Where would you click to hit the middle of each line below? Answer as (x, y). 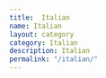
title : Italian (40, 17)
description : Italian (50, 51)
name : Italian (36, 26)
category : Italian (44, 43)
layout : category (42, 34)
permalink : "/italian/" (54, 59)
